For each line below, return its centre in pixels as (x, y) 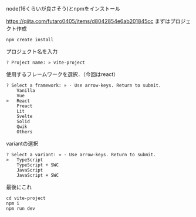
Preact (25, 106)
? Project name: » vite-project (45, 63)
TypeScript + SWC (38, 165)
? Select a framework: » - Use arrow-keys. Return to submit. (84, 86)
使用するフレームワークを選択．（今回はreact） (62, 74)
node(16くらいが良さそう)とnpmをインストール (63, 9)
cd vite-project (26, 198)
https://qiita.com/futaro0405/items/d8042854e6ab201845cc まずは (88, 21)
